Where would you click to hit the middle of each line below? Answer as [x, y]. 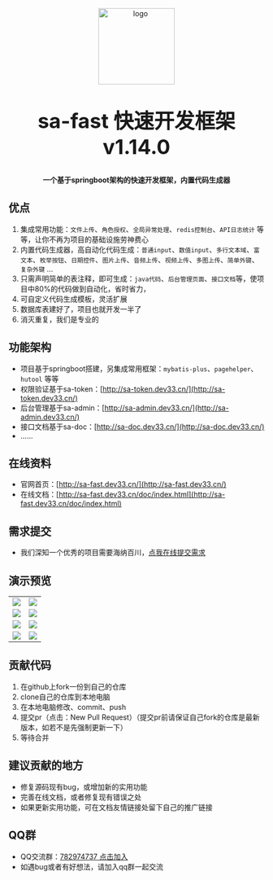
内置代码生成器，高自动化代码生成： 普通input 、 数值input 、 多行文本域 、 [137, 249]
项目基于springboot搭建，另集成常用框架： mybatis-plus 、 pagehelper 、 [139, 368]
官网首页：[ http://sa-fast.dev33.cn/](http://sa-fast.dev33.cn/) [123, 484]
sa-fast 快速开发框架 [136, 121]
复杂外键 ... [37, 269]
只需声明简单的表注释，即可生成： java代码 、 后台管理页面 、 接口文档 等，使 [139, 278]
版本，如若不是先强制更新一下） [74, 727]
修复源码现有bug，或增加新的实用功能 [84, 786]
